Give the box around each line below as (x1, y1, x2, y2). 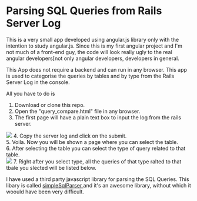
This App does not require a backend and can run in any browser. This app (6, 66, 187, 73)
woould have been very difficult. (6, 188, 84, 195)
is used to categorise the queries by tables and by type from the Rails (6, 72, 175, 79)
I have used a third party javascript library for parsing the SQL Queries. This (6, 175, 189, 183)
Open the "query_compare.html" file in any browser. (14, 108, 141, 115)
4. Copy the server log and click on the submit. (13, 132, 127, 139)
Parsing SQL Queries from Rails (6, 4, 162, 18)
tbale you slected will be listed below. (6, 164, 97, 171)
